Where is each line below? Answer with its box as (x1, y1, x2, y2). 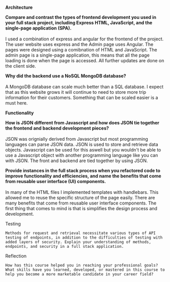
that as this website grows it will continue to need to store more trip (5, 89, 147, 95)
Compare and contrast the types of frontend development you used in (5, 14, 157, 20)
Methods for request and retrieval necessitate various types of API (5, 230, 156, 236)
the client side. (5, 63, 37, 69)
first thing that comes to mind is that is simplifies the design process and (5, 206, 158, 211)
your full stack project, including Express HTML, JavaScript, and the (5, 20, 153, 25)
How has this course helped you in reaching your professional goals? (5, 263, 158, 268)
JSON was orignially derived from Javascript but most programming (5, 136, 149, 142)
